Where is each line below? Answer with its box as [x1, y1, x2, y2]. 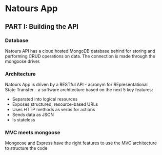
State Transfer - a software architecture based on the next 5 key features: [5, 87, 153, 93]
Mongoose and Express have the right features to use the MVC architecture [5, 140, 157, 146]
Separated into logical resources [12, 96, 78, 102]
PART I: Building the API [5, 22, 79, 31]
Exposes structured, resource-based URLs [12, 101, 99, 107]
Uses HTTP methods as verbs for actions [12, 107, 95, 113]
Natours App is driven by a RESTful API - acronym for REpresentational [5, 81, 148, 88]
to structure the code [5, 145, 48, 151]
